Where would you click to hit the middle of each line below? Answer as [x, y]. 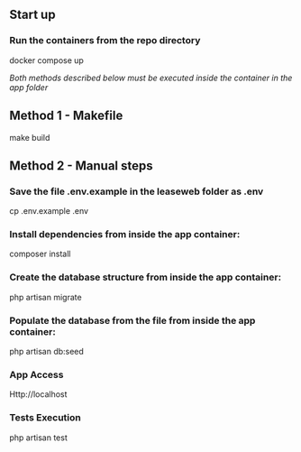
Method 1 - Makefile [66, 116]
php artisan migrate [46, 297]
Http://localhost [38, 394]
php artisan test [38, 438]
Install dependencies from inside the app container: [125, 235]
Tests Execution [45, 418]
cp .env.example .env [49, 211]
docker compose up [46, 60]
